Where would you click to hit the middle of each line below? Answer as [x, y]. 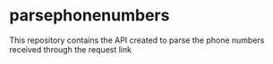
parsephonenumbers [90, 16]
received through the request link [71, 49]
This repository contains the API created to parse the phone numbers [137, 40]
